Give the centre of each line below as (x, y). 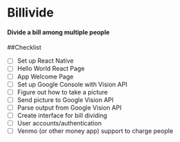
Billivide (30, 13)
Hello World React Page (51, 69)
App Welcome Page (45, 77)
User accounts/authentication (59, 123)
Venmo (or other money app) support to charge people (95, 131)
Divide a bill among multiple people (59, 32)
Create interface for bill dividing (62, 115)
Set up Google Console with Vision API (72, 84)
